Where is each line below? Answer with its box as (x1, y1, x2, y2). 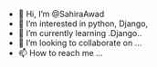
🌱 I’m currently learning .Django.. (17, 28, 142, 38)
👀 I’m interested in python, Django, (17, 18, 149, 29)
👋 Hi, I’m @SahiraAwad (17, 9, 105, 19)
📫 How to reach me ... (17, 48, 103, 58)
